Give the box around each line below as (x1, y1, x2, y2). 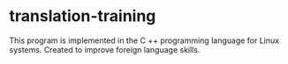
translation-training (9, 6, 156, 26)
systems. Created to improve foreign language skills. (9, 44, 201, 54)
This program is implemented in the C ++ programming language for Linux (9, 35, 280, 46)
